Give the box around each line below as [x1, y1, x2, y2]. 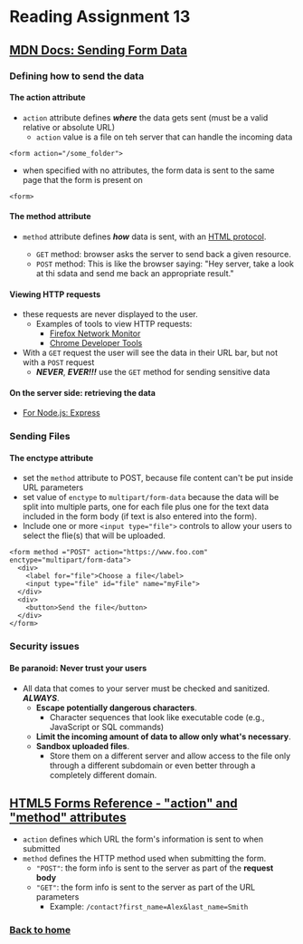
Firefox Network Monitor [49, 328, 141, 339]
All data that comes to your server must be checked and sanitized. [22, 682, 270, 694]
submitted [22, 843, 61, 854]
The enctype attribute [9, 452, 94, 463]
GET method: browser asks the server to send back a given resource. [35, 248, 291, 259]
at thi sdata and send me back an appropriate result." [35, 267, 234, 278]
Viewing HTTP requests [9, 288, 101, 300]
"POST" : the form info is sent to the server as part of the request [35, 862, 274, 873]
